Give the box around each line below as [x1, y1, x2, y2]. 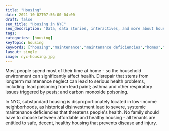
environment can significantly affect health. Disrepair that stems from [5, 73, 149, 79]
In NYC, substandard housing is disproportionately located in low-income [5, 99, 157, 105]
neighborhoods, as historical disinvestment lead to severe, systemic [5, 104, 146, 110]
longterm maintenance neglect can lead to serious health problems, [5, 78, 145, 84]
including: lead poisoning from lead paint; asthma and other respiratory [5, 84, 152, 90]
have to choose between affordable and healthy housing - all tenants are [5, 115, 156, 121]
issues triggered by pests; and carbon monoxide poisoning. [5, 89, 129, 95]
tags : [5, 31, 17, 36]
